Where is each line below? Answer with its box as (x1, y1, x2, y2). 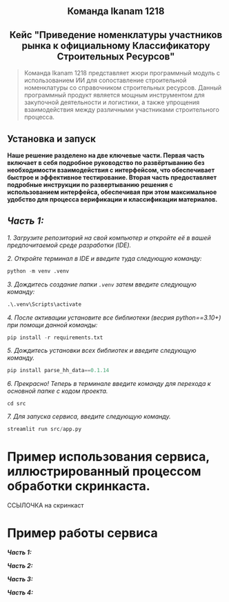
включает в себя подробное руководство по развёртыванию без (7, 159, 205, 167)
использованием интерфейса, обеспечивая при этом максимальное (7, 188, 217, 196)
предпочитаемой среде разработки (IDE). (7, 241, 132, 249)
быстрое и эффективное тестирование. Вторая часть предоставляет (7, 173, 217, 182)
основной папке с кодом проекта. (7, 387, 108, 396)
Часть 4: (7, 588, 33, 596)
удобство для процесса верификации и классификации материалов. (7, 195, 218, 204)
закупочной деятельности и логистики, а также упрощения (23, 98, 200, 106)
